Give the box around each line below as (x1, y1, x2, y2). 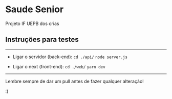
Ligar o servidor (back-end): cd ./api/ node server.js (12, 54, 128, 60)
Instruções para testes (5, 35, 79, 44)
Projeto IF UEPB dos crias (5, 20, 59, 27)
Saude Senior (5, 4, 64, 15)
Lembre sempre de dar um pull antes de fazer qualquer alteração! (5, 78, 144, 84)
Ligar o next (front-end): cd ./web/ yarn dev (12, 63, 106, 69)
